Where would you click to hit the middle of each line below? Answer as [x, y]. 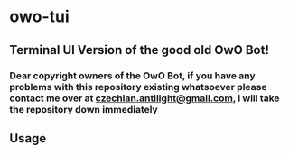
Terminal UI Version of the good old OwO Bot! [139, 50]
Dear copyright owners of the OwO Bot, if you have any [132, 76]
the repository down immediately [84, 109]
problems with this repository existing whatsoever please [138, 87]
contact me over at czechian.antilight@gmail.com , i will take [144, 98]
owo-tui [39, 17]
